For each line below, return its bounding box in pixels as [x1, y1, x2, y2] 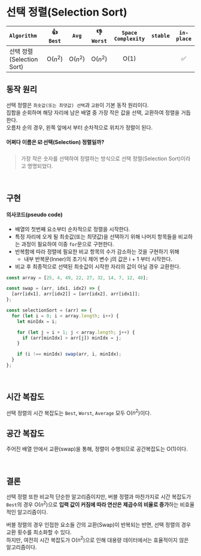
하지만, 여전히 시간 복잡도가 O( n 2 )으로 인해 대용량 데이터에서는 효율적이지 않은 [6, 535, 189, 543]
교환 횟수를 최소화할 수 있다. [6, 528, 72, 536]
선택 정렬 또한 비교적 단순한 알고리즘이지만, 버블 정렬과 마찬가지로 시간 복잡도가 [6, 493, 191, 500]
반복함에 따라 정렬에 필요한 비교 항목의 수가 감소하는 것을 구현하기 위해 [14, 248, 179, 255]
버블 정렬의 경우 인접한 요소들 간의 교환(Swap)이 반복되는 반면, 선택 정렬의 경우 [6, 521, 191, 528]
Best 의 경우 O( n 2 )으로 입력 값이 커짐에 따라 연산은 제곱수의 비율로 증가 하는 [6, 500, 179, 508]
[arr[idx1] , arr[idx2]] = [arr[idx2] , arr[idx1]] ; [11, 291, 141, 297]
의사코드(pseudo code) [6, 210, 63, 218]
